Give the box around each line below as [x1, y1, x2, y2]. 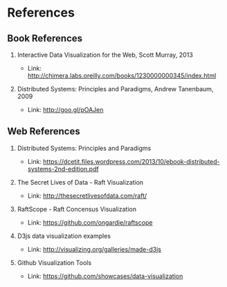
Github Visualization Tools [17, 258, 92, 267]
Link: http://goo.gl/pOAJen [27, 106, 104, 113]
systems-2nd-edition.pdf [27, 165, 99, 173]
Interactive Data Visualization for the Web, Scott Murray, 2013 [17, 50, 194, 59]
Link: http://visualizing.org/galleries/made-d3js [27, 245, 161, 253]
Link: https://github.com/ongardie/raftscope [27, 218, 153, 226]
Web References [7, 126, 81, 138]
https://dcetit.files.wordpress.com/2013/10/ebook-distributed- [42, 157, 220, 165]
